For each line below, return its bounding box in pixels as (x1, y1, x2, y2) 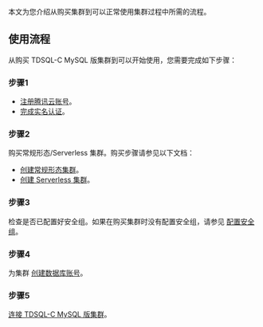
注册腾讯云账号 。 (19, 97, 77, 106)
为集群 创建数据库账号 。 (8, 268, 88, 278)
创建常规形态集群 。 (19, 165, 84, 175)
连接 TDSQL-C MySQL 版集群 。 (8, 309, 112, 319)
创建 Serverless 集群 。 (19, 175, 94, 185)
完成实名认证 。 (19, 107, 69, 116)
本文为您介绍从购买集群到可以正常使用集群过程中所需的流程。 (8, 7, 211, 16)
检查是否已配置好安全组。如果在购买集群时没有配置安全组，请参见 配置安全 (8, 216, 255, 226)
